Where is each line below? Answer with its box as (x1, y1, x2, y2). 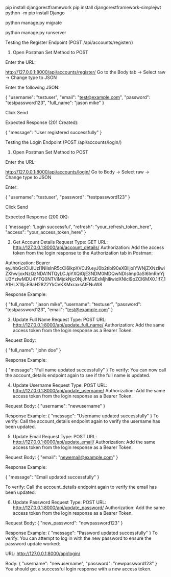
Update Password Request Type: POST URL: (12, 499, 107, 505)
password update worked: (5, 541, 60, 546)
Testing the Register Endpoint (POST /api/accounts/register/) (5, 39, 134, 45)
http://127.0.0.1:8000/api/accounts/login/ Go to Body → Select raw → (5, 169, 150, 175)
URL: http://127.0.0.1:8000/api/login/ (5, 550, 81, 557)
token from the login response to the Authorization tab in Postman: (12, 250, 153, 256)
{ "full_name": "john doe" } (5, 347, 61, 353)
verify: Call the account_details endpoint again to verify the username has (5, 418, 161, 424)
